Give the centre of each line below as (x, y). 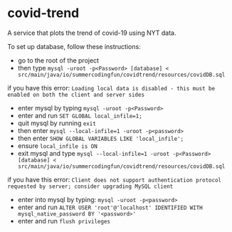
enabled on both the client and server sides (76, 95)
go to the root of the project (58, 60)
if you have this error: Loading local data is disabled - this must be (111, 88)
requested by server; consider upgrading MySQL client (90, 186)
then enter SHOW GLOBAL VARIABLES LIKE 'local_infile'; (100, 138)
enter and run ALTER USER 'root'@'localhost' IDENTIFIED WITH (110, 207)
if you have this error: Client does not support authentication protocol (115, 179)
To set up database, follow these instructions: (74, 46)
